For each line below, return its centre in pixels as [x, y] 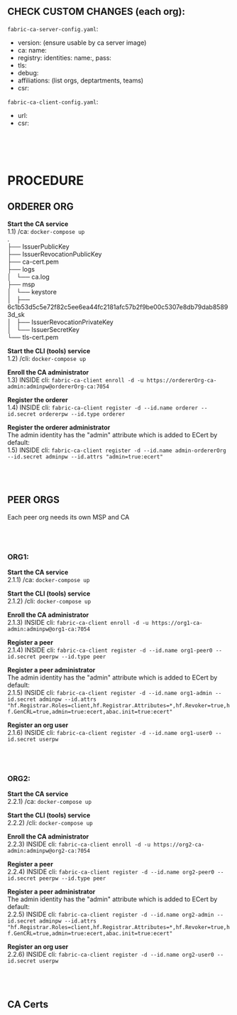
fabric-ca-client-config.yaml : [53, 102]
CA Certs [28, 1004]
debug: [28, 72]
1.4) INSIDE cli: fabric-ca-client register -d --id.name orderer [103, 407]
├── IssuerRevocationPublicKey [55, 254]
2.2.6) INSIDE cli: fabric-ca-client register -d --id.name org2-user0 [111, 955]
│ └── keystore [32, 291]
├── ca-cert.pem [33, 262]
